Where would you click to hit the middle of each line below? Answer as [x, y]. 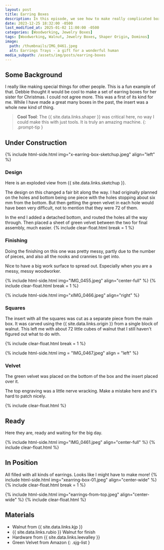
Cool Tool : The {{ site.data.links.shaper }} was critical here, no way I [86, 117]
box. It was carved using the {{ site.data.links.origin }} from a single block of [82, 324]
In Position [21, 463]
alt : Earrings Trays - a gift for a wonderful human [64, 50]
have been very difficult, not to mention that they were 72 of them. [72, 208]
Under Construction [36, 143]
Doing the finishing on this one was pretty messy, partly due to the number [80, 251]
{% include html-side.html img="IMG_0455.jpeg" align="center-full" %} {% [81, 280]
